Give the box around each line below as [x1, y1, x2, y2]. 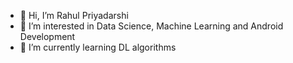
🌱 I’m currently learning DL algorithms [19, 41, 177, 53]
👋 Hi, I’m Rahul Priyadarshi [19, 10, 129, 21]
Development [19, 31, 76, 42]
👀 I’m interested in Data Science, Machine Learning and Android [19, 20, 284, 32]
